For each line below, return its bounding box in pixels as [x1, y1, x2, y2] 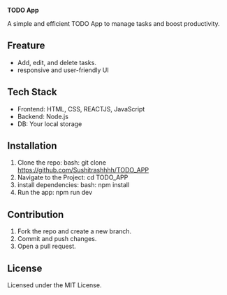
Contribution [7, 208, 64, 220]
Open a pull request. [17, 242, 77, 251]
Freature [7, 40, 45, 52]
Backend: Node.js [17, 112, 68, 121]
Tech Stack [7, 86, 57, 98]
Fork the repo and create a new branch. [17, 227, 132, 235]
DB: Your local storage [17, 119, 82, 128]
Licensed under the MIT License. [7, 281, 102, 289]
